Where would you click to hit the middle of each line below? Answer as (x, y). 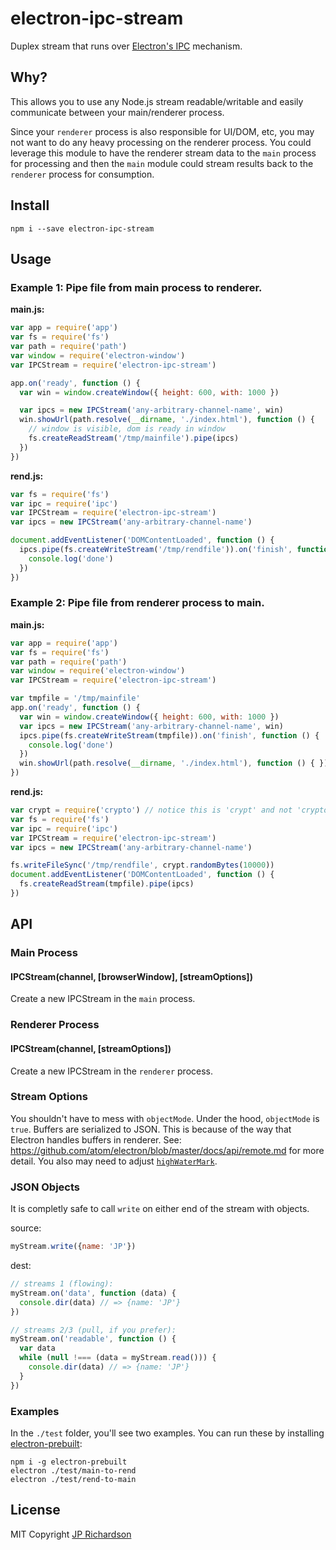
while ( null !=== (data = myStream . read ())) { (118, 1358)
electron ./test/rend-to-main (73, 1479)
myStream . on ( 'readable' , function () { (93, 1339)
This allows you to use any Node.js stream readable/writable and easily (157, 101)
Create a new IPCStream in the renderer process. (111, 1071)
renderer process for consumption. (82, 174)
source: (26, 1228)
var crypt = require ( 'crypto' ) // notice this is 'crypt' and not (151, 810)
